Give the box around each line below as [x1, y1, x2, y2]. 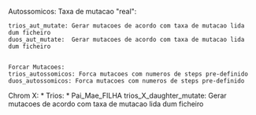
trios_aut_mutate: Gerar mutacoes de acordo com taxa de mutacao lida [8, 22, 245, 30]
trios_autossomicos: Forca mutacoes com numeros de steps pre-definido [8, 70, 248, 78]
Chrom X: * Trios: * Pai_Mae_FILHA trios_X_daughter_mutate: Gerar [8, 91, 227, 100]
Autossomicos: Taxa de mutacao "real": [8, 7, 137, 16]
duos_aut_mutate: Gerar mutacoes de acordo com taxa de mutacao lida [8, 35, 245, 43]
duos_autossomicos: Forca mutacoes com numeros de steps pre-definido [8, 77, 245, 85]
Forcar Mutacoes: [8, 63, 65, 71]
